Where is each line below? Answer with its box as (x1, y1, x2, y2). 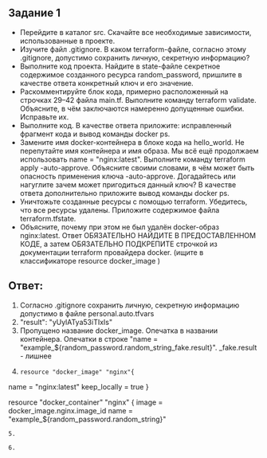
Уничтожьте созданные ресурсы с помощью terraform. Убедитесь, (19, 197, 248, 206)
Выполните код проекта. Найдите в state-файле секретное (19, 61, 221, 71)
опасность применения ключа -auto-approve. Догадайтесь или (19, 171, 237, 181)
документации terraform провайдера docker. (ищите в (19, 247, 204, 257)
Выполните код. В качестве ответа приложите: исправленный (19, 120, 232, 130)
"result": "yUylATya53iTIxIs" (19, 317, 113, 327)
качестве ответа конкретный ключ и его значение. (19, 78, 194, 88)
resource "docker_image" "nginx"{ (19, 368, 135, 376)
